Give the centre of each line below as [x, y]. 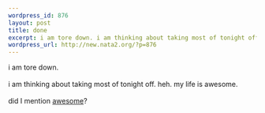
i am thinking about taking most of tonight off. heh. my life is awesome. [123, 85]
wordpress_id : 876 [38, 15]
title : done [28, 30]
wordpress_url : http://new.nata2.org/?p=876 [82, 45]
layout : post [30, 23]
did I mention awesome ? [48, 101]
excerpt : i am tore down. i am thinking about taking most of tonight [127, 38]
